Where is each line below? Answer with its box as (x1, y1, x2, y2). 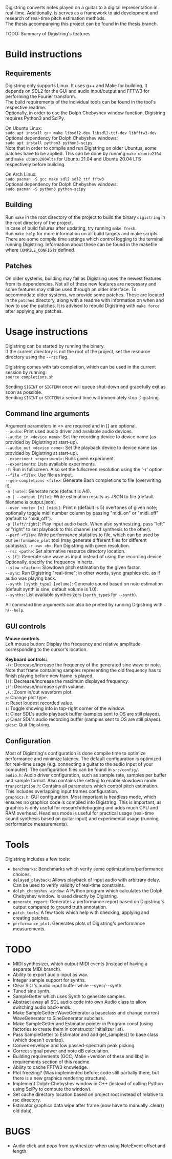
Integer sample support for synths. (12, 977, 86, 983)
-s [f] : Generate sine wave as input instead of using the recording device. (5, 554, 163, 560)
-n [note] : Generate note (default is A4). (5, 488, 91, 494)
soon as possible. (5, 389, 42, 395)
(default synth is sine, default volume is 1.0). (5, 586, 98, 593)
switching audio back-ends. (12, 1004, 72, 1010)
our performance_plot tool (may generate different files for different (5, 537, 147, 543)
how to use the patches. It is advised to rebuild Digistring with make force (5, 302, 160, 309)
